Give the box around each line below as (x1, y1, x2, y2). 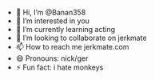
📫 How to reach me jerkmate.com (15, 42, 129, 51)
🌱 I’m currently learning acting (15, 25, 116, 34)
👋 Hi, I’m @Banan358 (15, 8, 86, 17)
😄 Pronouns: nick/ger (15, 54, 89, 63)
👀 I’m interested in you (15, 16, 90, 26)
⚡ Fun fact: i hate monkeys (15, 62, 104, 72)
